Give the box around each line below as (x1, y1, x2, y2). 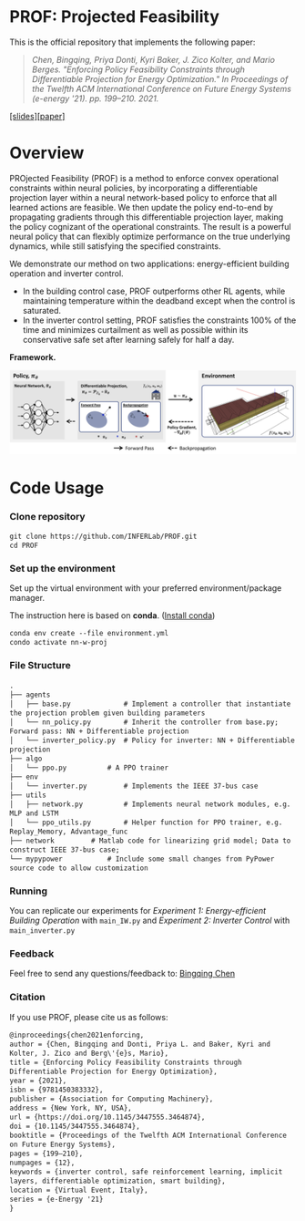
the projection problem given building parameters (9, 709, 206, 718)
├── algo (9, 754, 43, 763)
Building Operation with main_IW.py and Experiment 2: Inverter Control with (9, 915, 290, 926)
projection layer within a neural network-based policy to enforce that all (9, 191, 278, 202)
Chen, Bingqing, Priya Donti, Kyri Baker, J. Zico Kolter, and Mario (31, 54, 276, 65)
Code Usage (9, 477, 105, 498)
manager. (9, 593, 46, 604)
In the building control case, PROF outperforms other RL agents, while (22, 285, 286, 296)
